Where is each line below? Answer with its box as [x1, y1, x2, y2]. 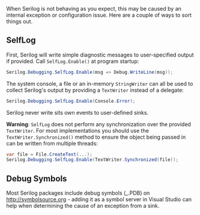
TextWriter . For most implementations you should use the [6, 127, 149, 134]
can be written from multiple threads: [6, 139, 98, 147]
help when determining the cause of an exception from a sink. [6, 202, 160, 210]
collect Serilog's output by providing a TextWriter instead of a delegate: [6, 86, 184, 94]
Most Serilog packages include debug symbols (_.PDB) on [6, 189, 150, 197]
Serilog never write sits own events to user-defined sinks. [6, 109, 149, 116]
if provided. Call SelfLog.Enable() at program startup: [6, 57, 139, 65]
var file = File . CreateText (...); [6, 151, 93, 157]
